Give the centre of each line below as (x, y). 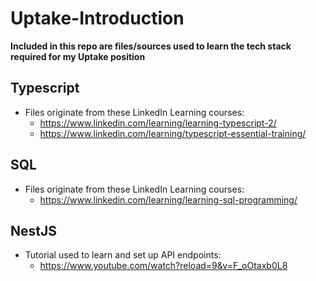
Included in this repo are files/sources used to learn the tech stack (151, 46)
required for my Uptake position (78, 56)
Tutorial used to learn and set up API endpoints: (123, 255)
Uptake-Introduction (97, 18)
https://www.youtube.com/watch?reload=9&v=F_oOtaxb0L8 (163, 266)
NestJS (33, 230)
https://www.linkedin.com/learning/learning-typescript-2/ (158, 123)
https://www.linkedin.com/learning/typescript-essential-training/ (173, 133)
